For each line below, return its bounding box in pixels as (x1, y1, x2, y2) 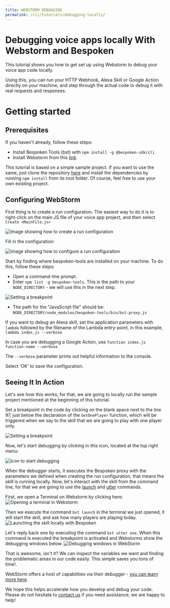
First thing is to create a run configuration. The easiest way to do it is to (5, 209, 154, 215)
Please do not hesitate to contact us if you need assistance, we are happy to (5, 592, 165, 598)
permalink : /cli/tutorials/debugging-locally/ (5, 12, 106, 17)
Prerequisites (5, 126, 49, 135)
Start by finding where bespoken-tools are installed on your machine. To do (5, 258, 163, 265)
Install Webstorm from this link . (12, 155, 78, 161)
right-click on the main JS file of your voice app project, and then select (5, 214, 156, 220)
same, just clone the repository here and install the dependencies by (5, 170, 149, 176)
